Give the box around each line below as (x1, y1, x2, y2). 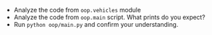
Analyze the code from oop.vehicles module (13, 6, 141, 14)
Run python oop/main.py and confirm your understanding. (13, 21, 179, 28)
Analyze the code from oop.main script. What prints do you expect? (13, 13, 206, 21)
